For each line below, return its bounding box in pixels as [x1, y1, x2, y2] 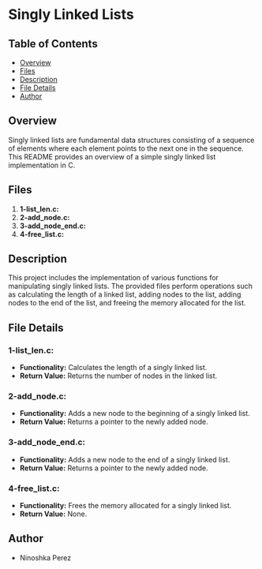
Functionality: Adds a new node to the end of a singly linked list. [19, 455, 230, 464]
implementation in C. [8, 160, 76, 170]
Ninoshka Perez [19, 552, 72, 562]
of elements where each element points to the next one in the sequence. [8, 144, 245, 153]
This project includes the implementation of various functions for [8, 273, 219, 283]
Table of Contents [8, 37, 99, 51]
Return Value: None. [19, 509, 88, 518]
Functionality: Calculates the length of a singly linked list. [19, 363, 208, 372]
